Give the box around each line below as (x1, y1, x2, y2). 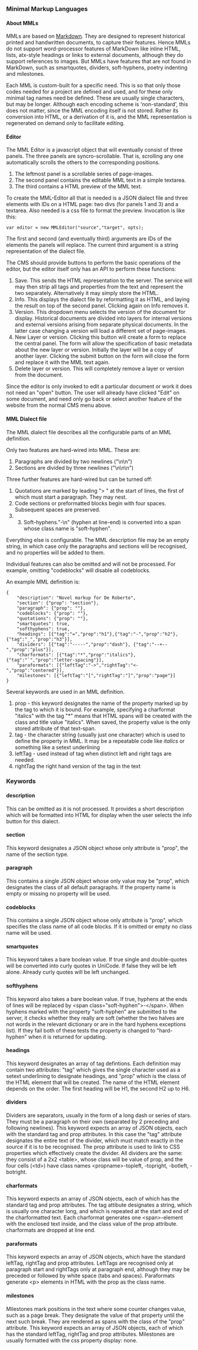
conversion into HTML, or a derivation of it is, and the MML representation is (6, 113, 192, 120)
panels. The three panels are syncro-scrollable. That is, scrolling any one (6, 153, 184, 160)
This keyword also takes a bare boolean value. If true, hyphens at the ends (6, 995, 188, 1002)
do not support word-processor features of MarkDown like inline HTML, (6, 45, 181, 52)
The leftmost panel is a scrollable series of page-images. (14, 171, 154, 178)
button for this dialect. (6, 817, 60, 825)
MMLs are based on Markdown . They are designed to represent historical (6, 33, 185, 40)
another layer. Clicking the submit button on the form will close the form (14, 352, 190, 360)
